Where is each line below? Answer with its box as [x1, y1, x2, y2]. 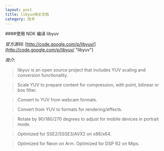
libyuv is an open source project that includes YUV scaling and [17, 67, 146, 73]
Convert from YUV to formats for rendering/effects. [17, 106, 123, 112]
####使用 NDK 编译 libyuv [5, 31, 59, 37]
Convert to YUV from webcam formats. [17, 97, 98, 103]
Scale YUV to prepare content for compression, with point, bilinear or [17, 82, 159, 88]
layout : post [5, 7, 32, 12]
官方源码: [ [5, 41, 27, 47]
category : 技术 [5, 16, 35, 21]
